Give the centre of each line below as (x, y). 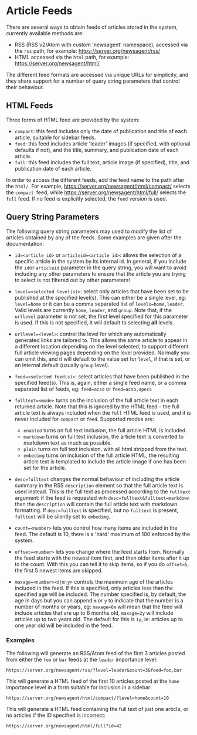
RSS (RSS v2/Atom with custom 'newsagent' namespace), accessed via (101, 45)
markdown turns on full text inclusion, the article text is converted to (103, 436)
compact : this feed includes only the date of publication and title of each (101, 131)
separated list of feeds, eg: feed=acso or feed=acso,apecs (83, 389)
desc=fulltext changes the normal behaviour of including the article (97, 479)
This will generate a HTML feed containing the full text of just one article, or (97, 709)
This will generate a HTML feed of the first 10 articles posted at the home (93, 681)
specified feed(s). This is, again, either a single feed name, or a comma (100, 382)
